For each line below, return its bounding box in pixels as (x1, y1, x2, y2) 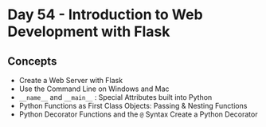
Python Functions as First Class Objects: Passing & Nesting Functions (18, 101, 248, 110)
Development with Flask (7, 22, 170, 41)
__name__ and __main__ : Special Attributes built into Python (18, 93, 213, 101)
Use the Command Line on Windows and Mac (18, 84, 170, 93)
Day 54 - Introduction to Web (7, 6, 204, 24)
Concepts (7, 54, 57, 68)
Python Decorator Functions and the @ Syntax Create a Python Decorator (18, 109, 258, 119)
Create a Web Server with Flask (18, 76, 123, 85)
